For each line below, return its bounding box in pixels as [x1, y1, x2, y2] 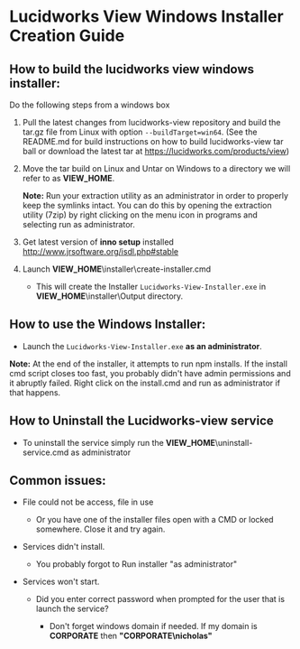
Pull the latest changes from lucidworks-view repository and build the [22, 117, 281, 127]
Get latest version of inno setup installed [22, 236, 174, 247]
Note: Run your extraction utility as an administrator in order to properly [22, 190, 289, 200]
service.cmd [22, 447, 69, 458]
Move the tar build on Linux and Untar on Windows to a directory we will [22, 163, 291, 173]
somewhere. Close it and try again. [35, 524, 166, 534]
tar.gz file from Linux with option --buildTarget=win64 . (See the [22, 126, 258, 137]
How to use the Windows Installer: [9, 317, 206, 332]
